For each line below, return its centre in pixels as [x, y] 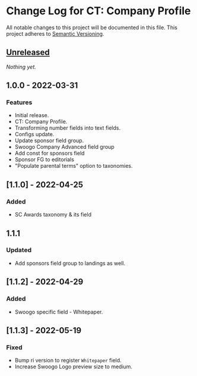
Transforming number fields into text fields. [68, 128]
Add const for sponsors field [50, 153]
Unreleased [28, 53]
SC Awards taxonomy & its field [53, 215]
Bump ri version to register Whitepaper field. [68, 361]
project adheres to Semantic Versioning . [55, 33]
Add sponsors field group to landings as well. [70, 263]
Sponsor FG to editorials [44, 159]
